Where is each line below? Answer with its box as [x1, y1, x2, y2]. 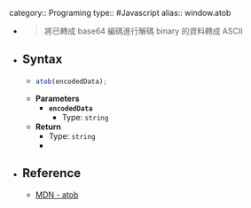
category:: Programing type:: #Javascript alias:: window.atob [9, 8, 231, 18]
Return [35, 121, 62, 132]
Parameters [35, 93, 80, 104]
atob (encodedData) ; [35, 77, 108, 86]
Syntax [21, 52, 63, 67]
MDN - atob [35, 189, 79, 200]
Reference [21, 166, 82, 181]
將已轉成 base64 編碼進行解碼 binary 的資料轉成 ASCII [43, 26, 243, 36]
